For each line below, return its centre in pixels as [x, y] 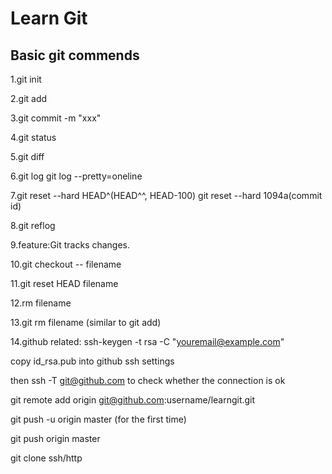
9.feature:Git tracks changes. [70, 245]
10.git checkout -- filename [66, 264]
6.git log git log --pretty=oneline [76, 176]
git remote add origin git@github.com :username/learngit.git [133, 400]
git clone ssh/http [46, 458]
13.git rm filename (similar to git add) [86, 322]
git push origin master [55, 438]
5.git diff [27, 156]
